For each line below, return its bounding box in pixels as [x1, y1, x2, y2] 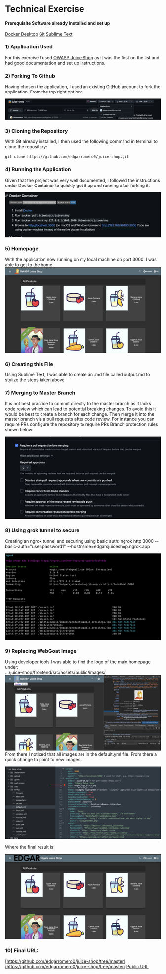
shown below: [5, 427, 34, 433]
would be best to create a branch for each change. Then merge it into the [5, 411, 155, 417]
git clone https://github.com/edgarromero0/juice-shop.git [5, 154, 129, 159]
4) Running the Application [5, 166, 71, 173]
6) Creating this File [5, 360, 53, 367]
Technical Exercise [5, 3, 84, 15]
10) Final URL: [5, 947, 39, 954]
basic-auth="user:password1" [5, 543, 66, 549]
